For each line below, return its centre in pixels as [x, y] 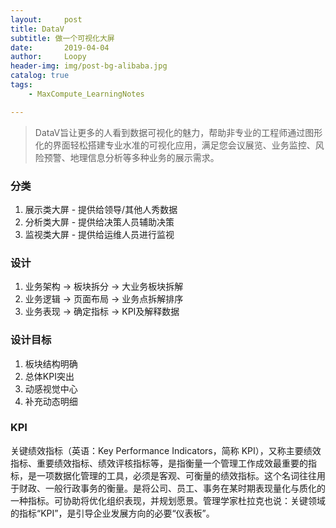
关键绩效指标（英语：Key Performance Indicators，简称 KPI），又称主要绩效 [166, 450]
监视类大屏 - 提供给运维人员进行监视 [99, 234]
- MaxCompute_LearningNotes [86, 94]
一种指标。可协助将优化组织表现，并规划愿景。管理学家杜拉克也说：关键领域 [168, 500]
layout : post [46, 19]
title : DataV [37, 29]
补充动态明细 [51, 401]
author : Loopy [48, 57]
